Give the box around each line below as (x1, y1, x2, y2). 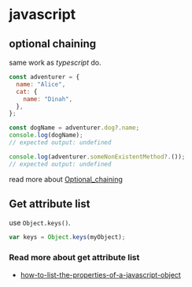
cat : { (16, 88, 38, 95)
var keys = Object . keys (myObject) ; (9, 233, 126, 241)
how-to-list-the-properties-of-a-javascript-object (20, 270, 182, 279)
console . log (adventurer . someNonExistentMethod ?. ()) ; (9, 152, 186, 161)
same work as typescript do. (9, 58, 102, 67)
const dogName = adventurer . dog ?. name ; (9, 124, 140, 132)
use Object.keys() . (9, 218, 71, 228)
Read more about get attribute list (9, 252, 140, 263)
